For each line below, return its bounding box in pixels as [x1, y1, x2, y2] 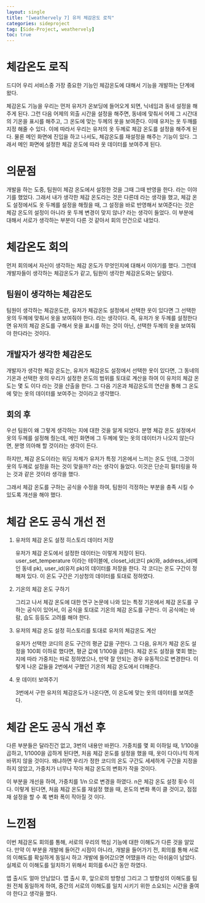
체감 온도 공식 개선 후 [6, 720, 106, 734]
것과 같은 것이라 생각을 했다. [12, 471, 80, 478]
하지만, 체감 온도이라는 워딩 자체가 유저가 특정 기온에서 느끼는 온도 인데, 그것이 [6, 455, 195, 463]
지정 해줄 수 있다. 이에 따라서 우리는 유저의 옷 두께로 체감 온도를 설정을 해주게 [6, 125, 191, 133]
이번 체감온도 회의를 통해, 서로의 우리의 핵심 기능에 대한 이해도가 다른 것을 [6, 839, 183, 846]
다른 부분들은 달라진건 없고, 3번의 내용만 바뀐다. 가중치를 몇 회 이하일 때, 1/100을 [6, 742, 199, 749]
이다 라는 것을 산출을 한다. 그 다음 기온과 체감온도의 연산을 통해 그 [30, 382, 188, 390]
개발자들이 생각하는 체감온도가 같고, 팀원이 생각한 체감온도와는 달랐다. [6, 269, 174, 277]
